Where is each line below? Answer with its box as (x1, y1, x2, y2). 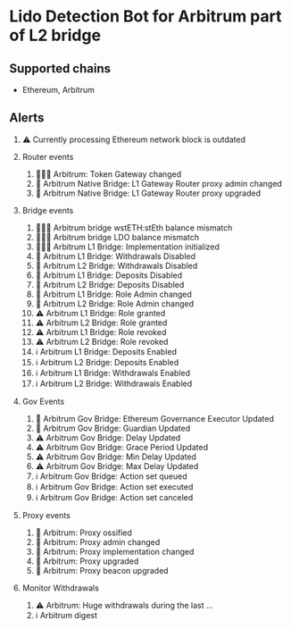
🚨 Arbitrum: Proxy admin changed (35, 536, 161, 547)
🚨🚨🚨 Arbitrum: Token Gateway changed (35, 168, 181, 180)
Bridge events (21, 205, 74, 215)
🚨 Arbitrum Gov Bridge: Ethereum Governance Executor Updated (35, 413, 275, 424)
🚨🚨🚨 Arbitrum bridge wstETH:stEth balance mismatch (35, 222, 233, 233)
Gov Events (21, 396, 65, 407)
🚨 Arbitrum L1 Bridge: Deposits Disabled (35, 270, 183, 281)
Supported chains (9, 61, 112, 76)
